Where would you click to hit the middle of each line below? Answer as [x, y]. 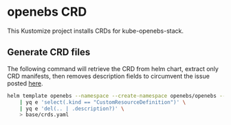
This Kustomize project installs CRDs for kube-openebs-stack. [96, 31]
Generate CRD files [49, 52]
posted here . [25, 83]
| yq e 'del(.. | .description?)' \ [72, 109]
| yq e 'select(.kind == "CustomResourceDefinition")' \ [103, 102]
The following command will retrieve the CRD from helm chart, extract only [113, 68]
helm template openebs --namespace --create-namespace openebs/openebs [112, 96]
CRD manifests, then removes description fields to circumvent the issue [108, 76]
